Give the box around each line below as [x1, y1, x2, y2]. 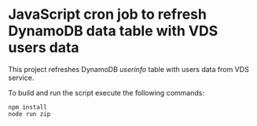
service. [8, 73, 35, 82]
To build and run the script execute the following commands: [8, 88, 204, 97]
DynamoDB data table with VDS [8, 22, 218, 40]
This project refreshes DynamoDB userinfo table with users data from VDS [8, 64, 249, 74]
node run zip [8, 110, 51, 118]
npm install [8, 103, 47, 111]
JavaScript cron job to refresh [8, 5, 207, 23]
